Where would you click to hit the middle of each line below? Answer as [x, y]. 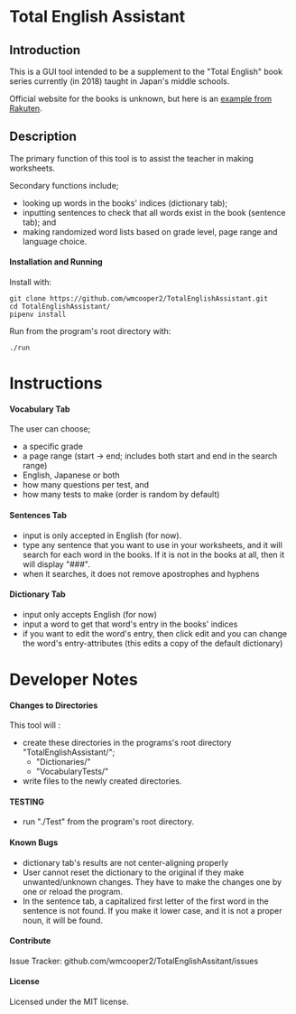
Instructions [56, 383]
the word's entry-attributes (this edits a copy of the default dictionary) [153, 643]
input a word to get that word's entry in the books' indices [130, 624]
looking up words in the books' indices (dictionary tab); [125, 203]
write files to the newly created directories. [102, 781]
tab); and [39, 222]
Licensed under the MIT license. [69, 1002]
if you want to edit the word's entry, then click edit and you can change [154, 633]
